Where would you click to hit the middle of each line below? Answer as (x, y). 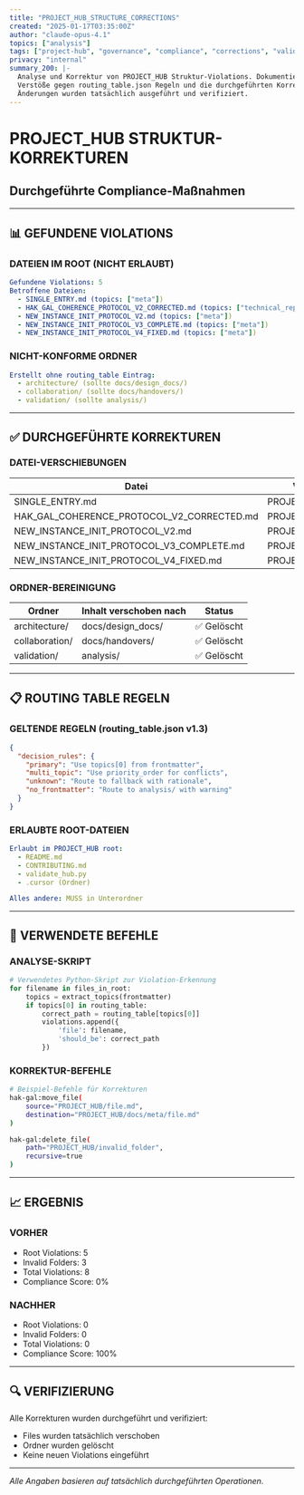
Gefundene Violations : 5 (56, 283)
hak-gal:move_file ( (46, 1098)
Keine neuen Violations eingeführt (85, 1454)
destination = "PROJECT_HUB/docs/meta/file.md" (113, 1114)
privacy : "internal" (48, 60)
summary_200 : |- (40, 69)
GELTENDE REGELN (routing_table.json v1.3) (109, 728)
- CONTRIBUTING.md (52, 865)
